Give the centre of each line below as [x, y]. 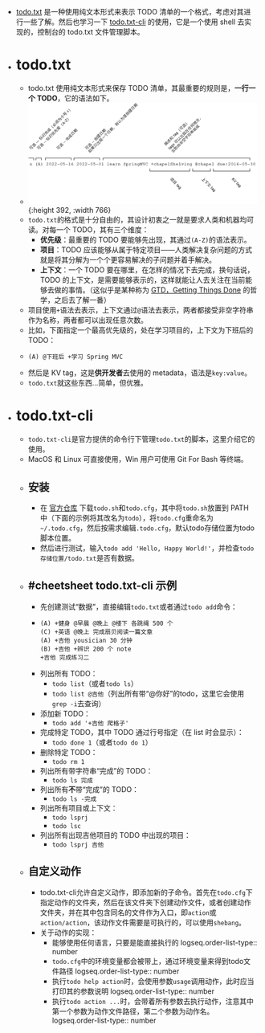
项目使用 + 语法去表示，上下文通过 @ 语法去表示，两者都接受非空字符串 [141, 310]
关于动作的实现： [68, 932]
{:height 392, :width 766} [69, 210]
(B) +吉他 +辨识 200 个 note [86, 649]
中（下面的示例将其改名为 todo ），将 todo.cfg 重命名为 [127, 518]
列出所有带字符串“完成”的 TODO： [96, 770]
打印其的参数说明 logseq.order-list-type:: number [133, 991]
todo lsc [67, 826]
